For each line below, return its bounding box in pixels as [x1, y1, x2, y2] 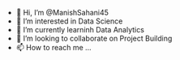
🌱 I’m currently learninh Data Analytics [15, 25, 144, 34]
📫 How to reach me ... [15, 43, 92, 52]
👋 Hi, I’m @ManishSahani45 [15, 8, 109, 17]
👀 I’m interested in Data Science [15, 16, 123, 26]
